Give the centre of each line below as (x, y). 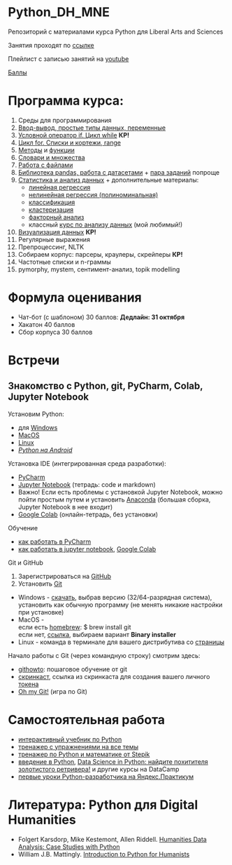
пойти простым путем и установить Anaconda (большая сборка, (114, 499)
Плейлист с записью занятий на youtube (68, 59)
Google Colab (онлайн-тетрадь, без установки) (88, 514)
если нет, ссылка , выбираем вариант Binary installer (97, 634)
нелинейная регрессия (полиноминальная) (93, 194)
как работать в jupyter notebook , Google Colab (87, 549)
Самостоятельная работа (87, 720)
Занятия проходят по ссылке (51, 45)
